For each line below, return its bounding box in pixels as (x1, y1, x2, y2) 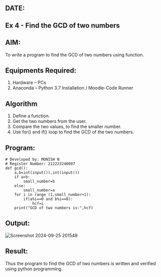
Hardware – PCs (12, 80, 46, 86)
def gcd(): (5, 166, 28, 171)
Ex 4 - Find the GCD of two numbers (5, 21, 120, 30)
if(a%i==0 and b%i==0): (23, 196, 73, 202)
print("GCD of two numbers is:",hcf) (14, 205, 94, 211)
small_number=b (23, 179, 55, 184)
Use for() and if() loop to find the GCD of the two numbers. (12, 129, 134, 135)
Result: (5, 247, 28, 256)
